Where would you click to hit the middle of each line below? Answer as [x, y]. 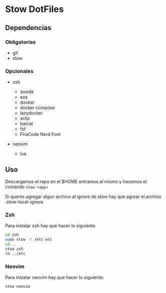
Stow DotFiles [34, 9]
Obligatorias [20, 42]
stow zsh [14, 249]
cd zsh [12, 235]
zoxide [27, 92]
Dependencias [28, 28]
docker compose [37, 108]
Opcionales [19, 71]
